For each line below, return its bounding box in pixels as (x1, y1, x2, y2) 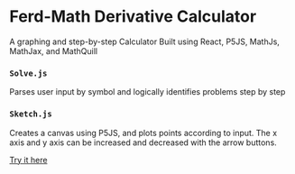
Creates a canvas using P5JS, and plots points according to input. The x (9, 127, 278, 138)
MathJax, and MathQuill (9, 45, 97, 56)
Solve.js (9, 68, 48, 78)
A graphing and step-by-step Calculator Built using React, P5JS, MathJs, (9, 36, 280, 47)
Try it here (9, 154, 48, 165)
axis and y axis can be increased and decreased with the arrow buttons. (9, 137, 277, 148)
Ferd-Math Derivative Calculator (9, 6, 257, 27)
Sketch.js (9, 109, 52, 119)
